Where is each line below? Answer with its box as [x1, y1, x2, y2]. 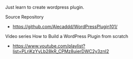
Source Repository [5, 14, 44, 19]
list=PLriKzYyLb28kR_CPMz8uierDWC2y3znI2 [12, 48, 109, 54]
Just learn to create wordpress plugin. [5, 4, 85, 10]
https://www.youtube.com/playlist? [12, 43, 86, 49]
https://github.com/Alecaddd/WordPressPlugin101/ [12, 23, 117, 29]
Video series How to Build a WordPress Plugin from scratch [5, 33, 128, 39]
